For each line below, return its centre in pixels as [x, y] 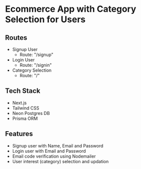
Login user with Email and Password [49, 151]
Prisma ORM [25, 118]
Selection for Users [45, 19]
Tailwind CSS [26, 108]
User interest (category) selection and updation [60, 161]
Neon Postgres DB [31, 113]
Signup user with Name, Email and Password [58, 145]
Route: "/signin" [36, 65]
